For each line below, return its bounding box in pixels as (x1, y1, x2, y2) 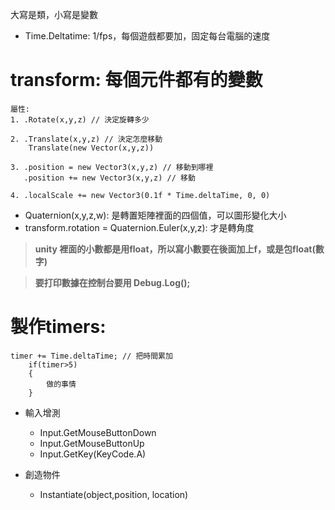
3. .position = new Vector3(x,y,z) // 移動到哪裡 (10, 162, 214, 172)
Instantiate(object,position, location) (39, 488, 189, 500)
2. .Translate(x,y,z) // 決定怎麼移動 (10, 134, 163, 144)
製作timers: (10, 316, 107, 338)
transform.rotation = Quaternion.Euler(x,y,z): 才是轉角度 (24, 221, 255, 233)
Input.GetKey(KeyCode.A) (39, 448, 147, 460)
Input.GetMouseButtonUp (39, 437, 145, 449)
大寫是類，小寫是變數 (10, 9, 98, 20)
